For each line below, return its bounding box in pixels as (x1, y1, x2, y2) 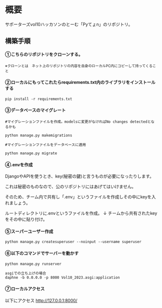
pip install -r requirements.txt (5, 97, 73, 101)
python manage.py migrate (5, 151, 57, 156)
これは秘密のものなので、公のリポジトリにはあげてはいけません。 (5, 184, 136, 190)
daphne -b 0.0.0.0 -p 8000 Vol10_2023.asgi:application (5, 275, 120, 280)
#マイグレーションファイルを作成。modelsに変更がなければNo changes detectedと (5, 119, 151, 124)
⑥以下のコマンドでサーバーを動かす (5, 250, 79, 256)
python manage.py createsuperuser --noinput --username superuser (5, 240, 142, 244)
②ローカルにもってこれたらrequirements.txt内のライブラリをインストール (5, 80, 156, 85)
